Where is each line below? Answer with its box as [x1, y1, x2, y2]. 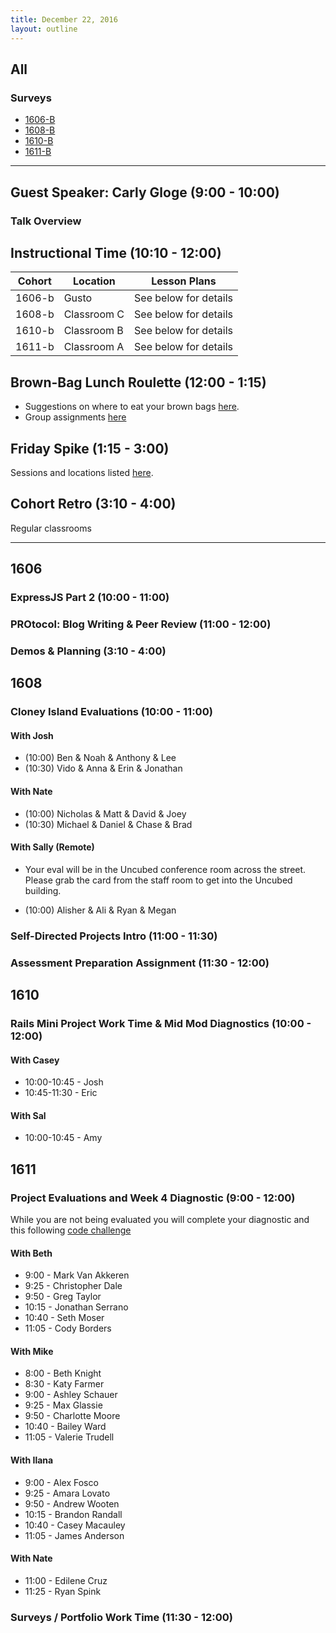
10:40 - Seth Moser [24, 1312, 105, 1324]
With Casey [10, 1054, 60, 1066]
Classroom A [63, 340, 125, 354]
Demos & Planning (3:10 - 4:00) [10, 644, 167, 658]
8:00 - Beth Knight [24, 1367, 102, 1380]
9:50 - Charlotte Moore [24, 1410, 121, 1422]
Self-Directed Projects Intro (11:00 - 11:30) [10, 929, 218, 943]
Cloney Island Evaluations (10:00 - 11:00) [10, 705, 213, 719]
